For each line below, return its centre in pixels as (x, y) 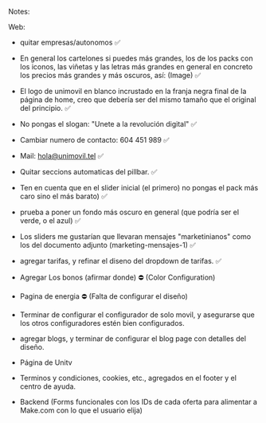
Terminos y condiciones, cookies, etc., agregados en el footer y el (128, 378)
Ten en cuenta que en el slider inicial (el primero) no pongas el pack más (139, 188)
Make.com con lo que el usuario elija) (81, 410)
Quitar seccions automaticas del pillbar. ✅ (88, 172)
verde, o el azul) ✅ (50, 221)
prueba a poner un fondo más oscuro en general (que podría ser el (129, 212)
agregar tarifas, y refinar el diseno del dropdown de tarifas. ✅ (121, 261)
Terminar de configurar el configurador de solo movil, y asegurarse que (137, 315)
